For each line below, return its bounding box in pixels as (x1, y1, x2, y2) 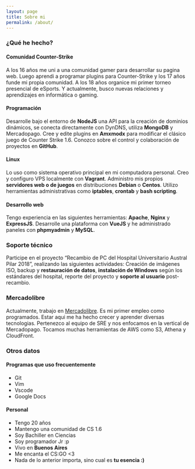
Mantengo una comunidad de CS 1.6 (14, 426, 102, 433)
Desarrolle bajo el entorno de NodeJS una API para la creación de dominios (6, 118, 189, 125)
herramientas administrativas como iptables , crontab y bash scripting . (6, 187, 178, 194)
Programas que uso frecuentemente (6, 361, 96, 368)
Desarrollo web (6, 201, 44, 208)
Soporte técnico (6, 241, 53, 249)
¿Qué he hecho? (6, 39, 54, 47)
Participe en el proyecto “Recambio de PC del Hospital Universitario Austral (6, 254, 187, 261)
